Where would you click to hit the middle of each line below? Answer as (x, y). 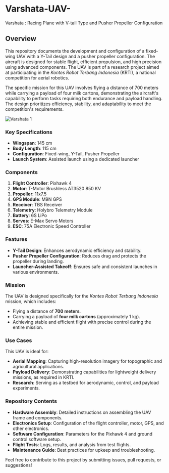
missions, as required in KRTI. (43, 377)
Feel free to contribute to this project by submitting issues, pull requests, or (83, 460)
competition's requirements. (35, 109)
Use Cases (19, 340)
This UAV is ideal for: (27, 352)
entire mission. (28, 327)
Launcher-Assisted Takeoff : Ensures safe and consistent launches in (85, 267)
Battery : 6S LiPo (30, 216)
